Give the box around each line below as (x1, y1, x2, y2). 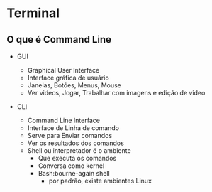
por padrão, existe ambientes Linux (48, 176, 152, 185)
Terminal (6, 5, 60, 21)
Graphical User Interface (27, 66, 100, 74)
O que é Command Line (6, 33, 111, 46)
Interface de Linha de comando (27, 124, 120, 132)
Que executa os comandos (38, 154, 117, 162)
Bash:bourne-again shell (38, 169, 111, 177)
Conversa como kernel (38, 161, 105, 170)
